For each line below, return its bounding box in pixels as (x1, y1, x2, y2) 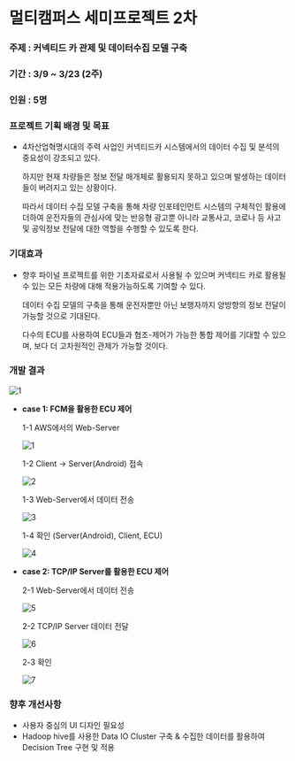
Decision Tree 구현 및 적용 (21, 742, 115, 753)
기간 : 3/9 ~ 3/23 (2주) (9, 68, 103, 81)
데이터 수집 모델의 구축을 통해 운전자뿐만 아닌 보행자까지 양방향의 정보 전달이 (21, 299, 287, 310)
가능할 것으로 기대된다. (21, 311, 101, 321)
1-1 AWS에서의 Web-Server (21, 422, 120, 433)
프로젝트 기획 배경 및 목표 (9, 119, 110, 132)
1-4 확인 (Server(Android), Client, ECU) (21, 530, 163, 541)
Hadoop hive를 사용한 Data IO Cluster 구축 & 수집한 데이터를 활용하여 (21, 731, 265, 742)
